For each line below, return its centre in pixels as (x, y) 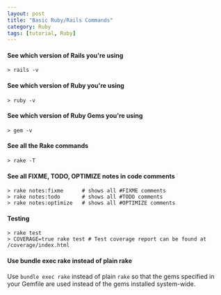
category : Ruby (29, 27)
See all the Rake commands (48, 146)
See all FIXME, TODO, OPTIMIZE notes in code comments (91, 176)
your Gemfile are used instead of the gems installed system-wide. (101, 284)
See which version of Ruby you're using (66, 86)
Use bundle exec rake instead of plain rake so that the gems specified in (111, 276)
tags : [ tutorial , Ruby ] (42, 33)
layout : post (26, 14)
